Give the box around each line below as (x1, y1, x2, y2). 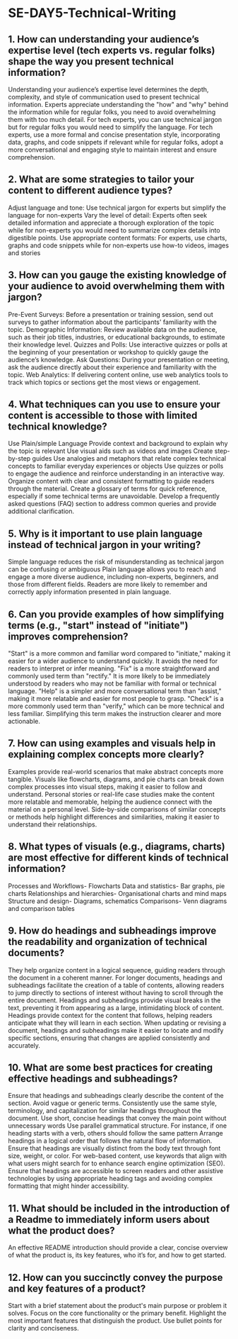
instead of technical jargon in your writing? (8, 539, 201, 551)
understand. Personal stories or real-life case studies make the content (8, 790, 215, 798)
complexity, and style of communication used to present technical (8, 93, 200, 101)
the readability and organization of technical (8, 936, 208, 948)
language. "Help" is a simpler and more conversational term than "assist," (8, 687, 222, 695)
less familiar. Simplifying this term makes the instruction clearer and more (8, 710, 222, 718)
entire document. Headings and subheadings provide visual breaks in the (8, 996, 221, 1004)
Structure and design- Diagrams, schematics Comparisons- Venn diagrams (8, 897, 227, 905)
